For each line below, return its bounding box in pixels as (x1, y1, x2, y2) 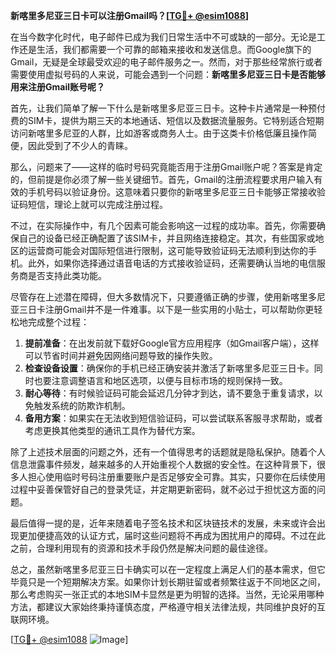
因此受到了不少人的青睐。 (27, 140, 133, 151)
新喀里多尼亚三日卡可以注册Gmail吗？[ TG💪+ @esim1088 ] (10, 10, 250, 21)
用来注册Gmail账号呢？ (10, 81, 105, 93)
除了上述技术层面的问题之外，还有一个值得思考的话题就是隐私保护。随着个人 (10, 446, 326, 458)
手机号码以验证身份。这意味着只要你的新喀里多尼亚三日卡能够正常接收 (27, 186, 317, 198)
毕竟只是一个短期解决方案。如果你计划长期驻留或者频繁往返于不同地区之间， (10, 576, 326, 588)
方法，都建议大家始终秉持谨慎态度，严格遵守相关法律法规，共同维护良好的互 (10, 601, 326, 613)
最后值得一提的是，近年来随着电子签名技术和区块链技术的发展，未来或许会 (10, 517, 317, 529)
